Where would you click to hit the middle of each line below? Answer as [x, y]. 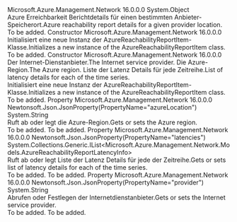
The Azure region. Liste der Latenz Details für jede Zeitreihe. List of [126, 70]
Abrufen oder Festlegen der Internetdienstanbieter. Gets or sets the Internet [117, 197]
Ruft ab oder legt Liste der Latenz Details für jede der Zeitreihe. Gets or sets [117, 160]
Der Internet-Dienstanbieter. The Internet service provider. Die [97, 62]
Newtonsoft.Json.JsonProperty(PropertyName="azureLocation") [102, 107]
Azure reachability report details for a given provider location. [133, 25]
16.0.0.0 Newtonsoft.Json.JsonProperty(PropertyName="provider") [105, 182]
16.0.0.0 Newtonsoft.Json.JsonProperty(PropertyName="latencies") [107, 137]
